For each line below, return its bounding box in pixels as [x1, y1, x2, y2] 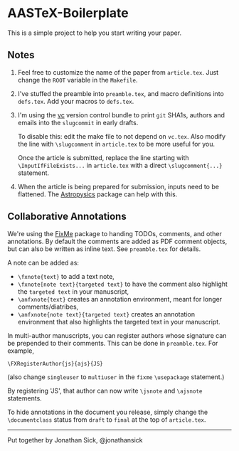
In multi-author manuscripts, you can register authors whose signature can [7, 331, 227, 339]
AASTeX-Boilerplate [7, 5, 129, 21]
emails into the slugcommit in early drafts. [17, 118, 139, 127]
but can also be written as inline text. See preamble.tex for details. [7, 244, 201, 253]
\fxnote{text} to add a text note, [17, 272, 115, 280]
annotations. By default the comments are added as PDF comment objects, [7, 237, 228, 245]
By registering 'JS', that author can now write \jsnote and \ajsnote [7, 386, 203, 395]
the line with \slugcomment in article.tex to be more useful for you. [17, 139, 216, 148]
